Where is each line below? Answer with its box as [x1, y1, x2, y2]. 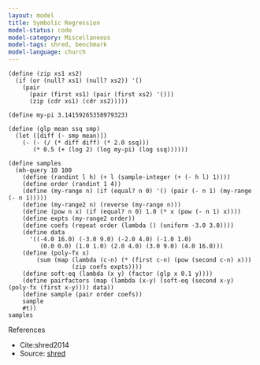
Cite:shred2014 [19, 341, 69, 349]
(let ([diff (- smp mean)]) [15, 132, 108, 140]
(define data [22, 229, 65, 237]
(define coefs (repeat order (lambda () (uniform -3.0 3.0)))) [22, 222, 235, 229]
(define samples [8, 159, 61, 167]
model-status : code [8, 26, 72, 34]
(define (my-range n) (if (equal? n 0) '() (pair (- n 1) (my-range [22, 187, 252, 195]
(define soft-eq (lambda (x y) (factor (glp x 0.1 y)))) [22, 270, 214, 277]
